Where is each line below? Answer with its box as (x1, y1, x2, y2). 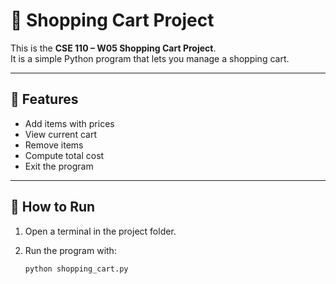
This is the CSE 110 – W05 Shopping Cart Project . (10, 42, 217, 54)
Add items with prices (24, 117, 115, 129)
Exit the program (24, 160, 94, 172)
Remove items (24, 139, 84, 151)
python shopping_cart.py (24, 264, 129, 274)
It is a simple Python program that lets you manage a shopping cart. (10, 52, 290, 64)
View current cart (24, 128, 97, 140)
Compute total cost (24, 149, 105, 161)
